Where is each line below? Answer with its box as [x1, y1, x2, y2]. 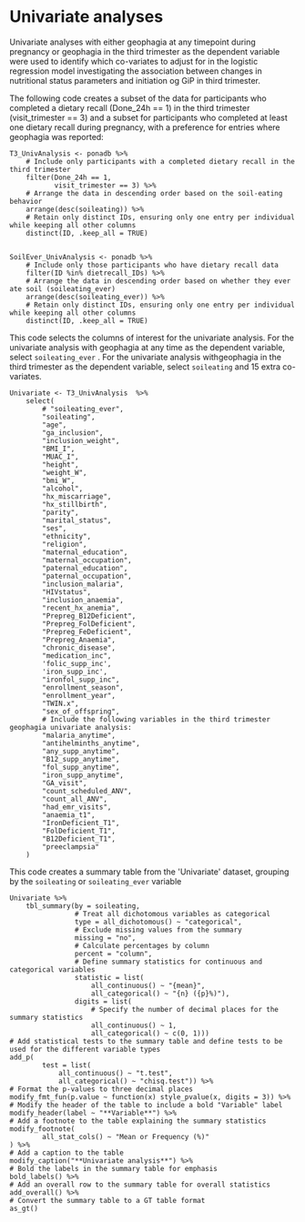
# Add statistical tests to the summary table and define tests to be [9, 1036, 283, 1045]
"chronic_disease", [42, 643, 117, 652]
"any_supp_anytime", [42, 746, 120, 756]
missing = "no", [74, 933, 137, 943]
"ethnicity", [42, 531, 92, 540]
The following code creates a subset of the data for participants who [9, 93, 267, 104]
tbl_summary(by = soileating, [25, 901, 141, 911]
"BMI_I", [42, 444, 76, 453]
